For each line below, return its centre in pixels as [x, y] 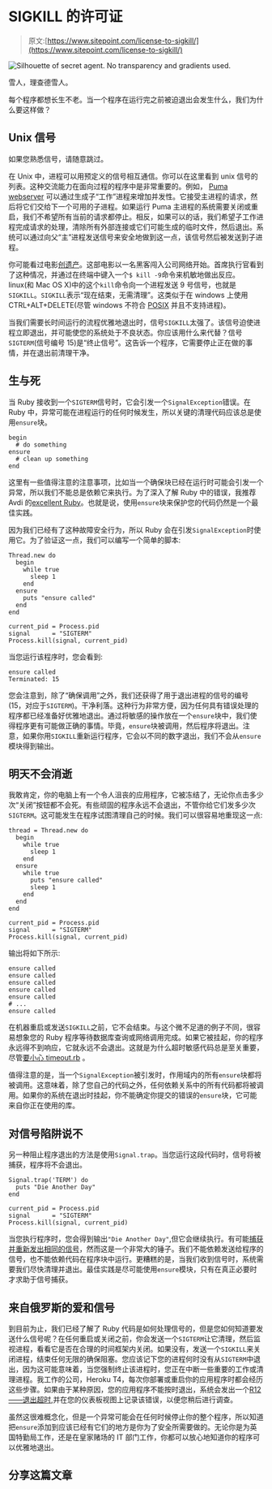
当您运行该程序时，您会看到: [56, 656]
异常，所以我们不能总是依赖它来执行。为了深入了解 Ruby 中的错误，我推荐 [132, 492]
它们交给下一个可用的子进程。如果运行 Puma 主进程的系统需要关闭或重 [140, 206]
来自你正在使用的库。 [44, 1106]
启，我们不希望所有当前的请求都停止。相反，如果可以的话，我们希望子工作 [132, 217]
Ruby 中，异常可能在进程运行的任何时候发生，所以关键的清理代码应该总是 [132, 412]
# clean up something [52, 459]
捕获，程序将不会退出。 [47, 1165]
